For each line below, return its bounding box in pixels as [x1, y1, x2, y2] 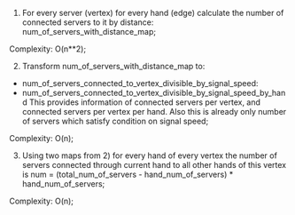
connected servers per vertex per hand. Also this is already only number [21, 107, 287, 116]
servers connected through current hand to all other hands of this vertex [21, 160, 287, 170]
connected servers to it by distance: [21, 17, 154, 28]
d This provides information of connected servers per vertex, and [21, 97, 261, 107]
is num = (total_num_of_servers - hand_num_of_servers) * [21, 169, 234, 179]
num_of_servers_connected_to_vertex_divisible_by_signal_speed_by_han [21, 88, 286, 98]
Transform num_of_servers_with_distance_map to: [21, 61, 206, 71]
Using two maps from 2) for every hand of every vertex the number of [21, 150, 277, 161]
